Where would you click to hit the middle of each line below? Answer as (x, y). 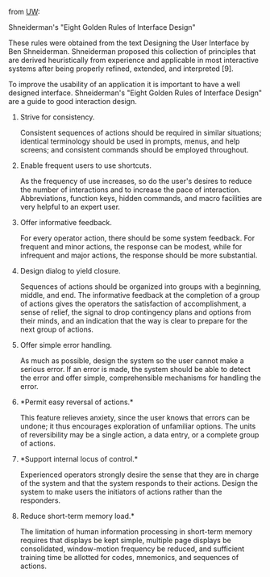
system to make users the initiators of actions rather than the (121, 492)
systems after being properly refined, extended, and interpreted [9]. (121, 69)
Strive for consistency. (57, 117)
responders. (40, 500)
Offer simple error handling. (66, 345)
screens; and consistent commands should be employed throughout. (134, 150)
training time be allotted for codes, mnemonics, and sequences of (129, 557)
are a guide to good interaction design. (73, 101)
